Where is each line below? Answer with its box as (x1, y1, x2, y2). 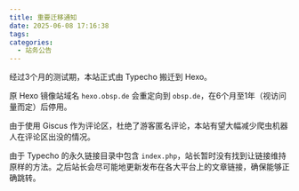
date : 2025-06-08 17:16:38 (9, 21, 109, 30)
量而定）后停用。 (9, 101, 72, 112)
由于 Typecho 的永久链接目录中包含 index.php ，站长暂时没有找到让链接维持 (9, 150, 287, 161)
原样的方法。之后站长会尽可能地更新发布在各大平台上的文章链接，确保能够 (9, 162, 282, 172)
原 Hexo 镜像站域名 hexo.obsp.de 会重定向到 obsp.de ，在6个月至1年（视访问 (9, 91, 287, 101)
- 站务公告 (17, 46, 53, 55)
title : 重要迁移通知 (9, 12, 77, 22)
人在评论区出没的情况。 (9, 131, 95, 142)
